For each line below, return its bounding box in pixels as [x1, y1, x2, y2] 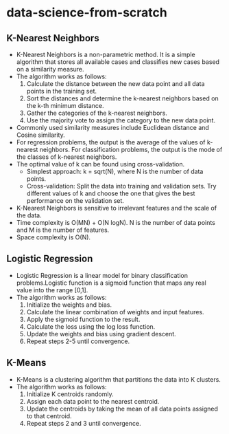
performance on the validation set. [26, 197, 125, 204]
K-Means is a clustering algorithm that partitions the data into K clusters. [16, 375, 221, 383]
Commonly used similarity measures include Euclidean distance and [16, 124, 210, 131]
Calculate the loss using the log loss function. [26, 322, 156, 331]
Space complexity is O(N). [16, 233, 91, 241]
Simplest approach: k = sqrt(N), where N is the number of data [26, 167, 204, 175]
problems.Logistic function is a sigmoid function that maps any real [16, 279, 206, 287]
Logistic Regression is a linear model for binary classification [16, 271, 188, 279]
